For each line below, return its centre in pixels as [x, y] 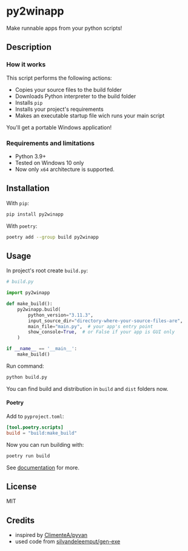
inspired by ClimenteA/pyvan [51, 535]
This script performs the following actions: [59, 78]
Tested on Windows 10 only [49, 163]
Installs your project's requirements [59, 109]
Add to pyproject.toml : [35, 416]
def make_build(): [29, 304]
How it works [26, 65]
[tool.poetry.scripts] [35, 427]
